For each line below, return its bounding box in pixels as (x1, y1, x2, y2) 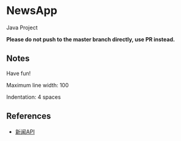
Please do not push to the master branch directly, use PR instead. (6, 35, 176, 43)
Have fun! (6, 70, 31, 77)
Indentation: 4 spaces (6, 93, 61, 101)
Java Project (6, 24, 38, 31)
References (6, 111, 51, 121)
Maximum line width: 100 (6, 81, 69, 89)
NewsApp (6, 4, 58, 18)
